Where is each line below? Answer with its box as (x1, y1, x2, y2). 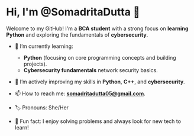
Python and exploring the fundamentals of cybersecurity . (6, 31, 148, 38)
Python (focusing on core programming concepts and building (23, 54, 176, 61)
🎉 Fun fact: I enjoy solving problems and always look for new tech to (14, 118, 182, 125)
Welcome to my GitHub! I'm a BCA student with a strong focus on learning (6, 25, 189, 32)
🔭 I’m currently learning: (14, 43, 73, 50)
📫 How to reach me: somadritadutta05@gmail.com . (14, 90, 146, 97)
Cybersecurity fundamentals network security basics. (23, 66, 158, 73)
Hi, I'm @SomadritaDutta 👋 (6, 5, 140, 19)
